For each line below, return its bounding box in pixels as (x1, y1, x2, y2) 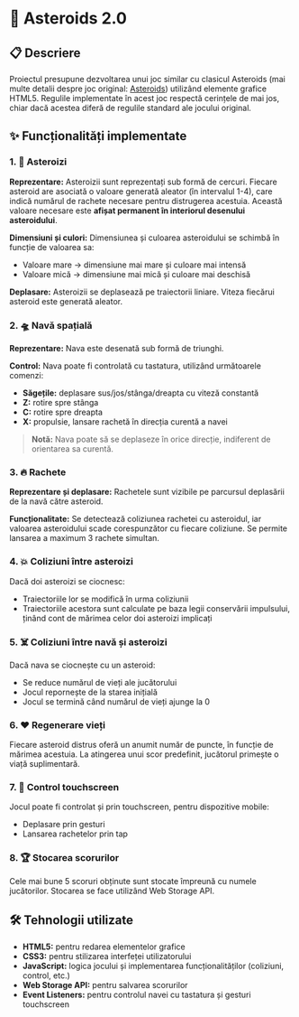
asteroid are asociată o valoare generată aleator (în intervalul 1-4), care (9, 185, 273, 197)
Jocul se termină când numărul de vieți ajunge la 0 (22, 695, 210, 707)
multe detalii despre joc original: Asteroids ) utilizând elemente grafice (9, 83, 267, 94)
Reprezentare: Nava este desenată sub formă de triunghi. (9, 342, 224, 353)
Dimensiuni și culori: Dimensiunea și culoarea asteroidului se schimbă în (9, 232, 280, 243)
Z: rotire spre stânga (22, 397, 99, 407)
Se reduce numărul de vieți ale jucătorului (22, 676, 177, 687)
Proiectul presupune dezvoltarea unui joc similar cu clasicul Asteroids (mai (9, 74, 285, 84)
